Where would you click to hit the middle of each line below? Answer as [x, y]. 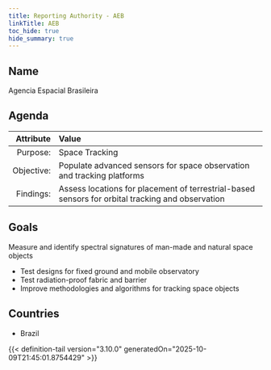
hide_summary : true [41, 38]
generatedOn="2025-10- [165, 349]
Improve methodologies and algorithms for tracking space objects [129, 288]
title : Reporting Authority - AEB [67, 16]
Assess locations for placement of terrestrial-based [157, 188]
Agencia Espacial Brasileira [53, 90]
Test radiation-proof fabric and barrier [83, 280]
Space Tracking [88, 152]
